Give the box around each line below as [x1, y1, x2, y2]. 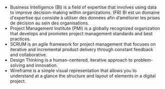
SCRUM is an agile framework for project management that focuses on [9, 41, 156, 47]
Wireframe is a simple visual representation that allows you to [9, 68, 137, 74]
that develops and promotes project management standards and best [9, 31, 153, 36]
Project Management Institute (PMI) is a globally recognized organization [9, 25, 160, 31]
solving [9, 62, 25, 68]
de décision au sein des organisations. [9, 20, 89, 26]
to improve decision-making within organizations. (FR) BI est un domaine [9, 9, 160, 15]
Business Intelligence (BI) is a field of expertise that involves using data [9, 4, 157, 10]
